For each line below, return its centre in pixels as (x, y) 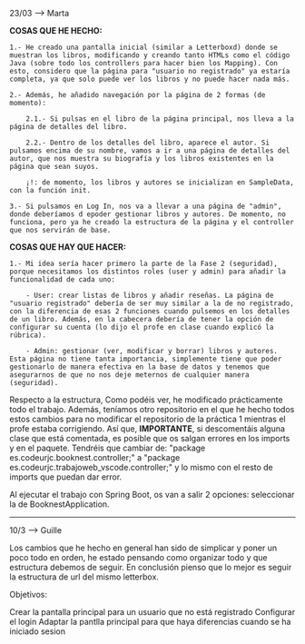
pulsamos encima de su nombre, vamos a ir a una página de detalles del (150, 151)
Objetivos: (29, 594)
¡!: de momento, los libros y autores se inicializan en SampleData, (160, 183)
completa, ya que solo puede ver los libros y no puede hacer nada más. (150, 79)
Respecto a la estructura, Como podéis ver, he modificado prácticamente (146, 400)
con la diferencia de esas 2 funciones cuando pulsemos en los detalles (150, 312)
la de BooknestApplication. (60, 504)
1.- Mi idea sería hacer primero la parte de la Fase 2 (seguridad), (144, 263)
